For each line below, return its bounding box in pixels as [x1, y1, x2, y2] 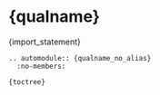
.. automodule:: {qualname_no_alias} [8, 53, 152, 62]
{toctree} [8, 77, 46, 87]
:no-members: [16, 62, 66, 71]
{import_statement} [8, 36, 81, 47]
